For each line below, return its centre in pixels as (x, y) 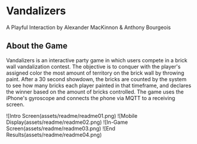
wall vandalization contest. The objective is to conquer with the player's (93, 66)
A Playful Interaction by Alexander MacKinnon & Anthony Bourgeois (88, 27)
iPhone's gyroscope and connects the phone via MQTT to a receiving (91, 98)
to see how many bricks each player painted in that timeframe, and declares (99, 85)
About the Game (37, 46)
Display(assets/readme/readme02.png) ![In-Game (67, 122)
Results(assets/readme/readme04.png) (54, 135)
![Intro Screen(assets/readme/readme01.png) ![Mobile (72, 116)
